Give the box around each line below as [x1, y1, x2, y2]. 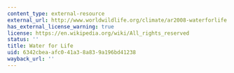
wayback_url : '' [7, 56, 55, 63]
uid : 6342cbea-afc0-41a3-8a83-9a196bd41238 [7, 49, 137, 56]
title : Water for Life [7, 42, 74, 49]
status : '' [7, 36, 39, 43]
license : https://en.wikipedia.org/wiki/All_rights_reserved [7, 29, 190, 37]
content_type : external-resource [7, 10, 105, 17]
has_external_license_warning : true [7, 23, 114, 30]
